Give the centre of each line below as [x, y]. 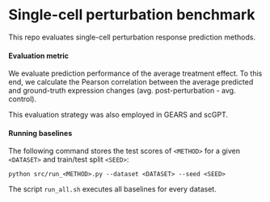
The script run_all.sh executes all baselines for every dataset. [112, 189]
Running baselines [40, 133]
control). [23, 99]
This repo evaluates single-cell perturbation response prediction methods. [132, 37]
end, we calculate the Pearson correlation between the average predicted [131, 82]
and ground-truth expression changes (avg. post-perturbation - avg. [122, 91]
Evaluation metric [39, 56]
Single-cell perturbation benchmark [132, 15]
